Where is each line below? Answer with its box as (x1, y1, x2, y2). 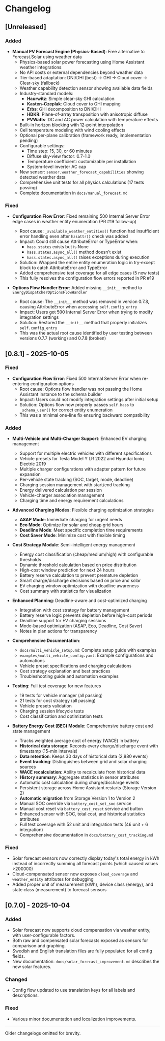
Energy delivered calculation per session (19, 487, 102, 493)
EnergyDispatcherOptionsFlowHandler (12, 290, 87, 295)
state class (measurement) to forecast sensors (12, 887, 107, 893)
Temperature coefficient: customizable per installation (27, 158, 137, 164)
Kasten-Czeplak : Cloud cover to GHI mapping (27, 101, 121, 106)
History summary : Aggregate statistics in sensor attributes (19, 774, 139, 780)
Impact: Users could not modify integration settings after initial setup (19, 396, 159, 402)
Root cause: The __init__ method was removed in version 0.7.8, (19, 299, 150, 304)
